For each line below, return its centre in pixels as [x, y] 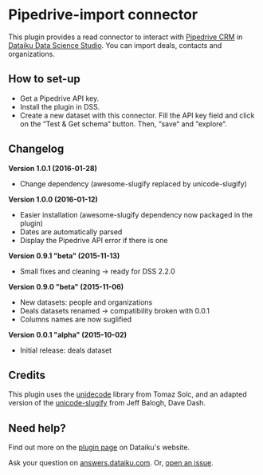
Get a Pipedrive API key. [59, 98]
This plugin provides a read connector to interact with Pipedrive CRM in [126, 37]
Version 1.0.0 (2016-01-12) [53, 199]
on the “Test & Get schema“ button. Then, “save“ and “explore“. [123, 124]
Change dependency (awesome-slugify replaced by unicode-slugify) [133, 184]
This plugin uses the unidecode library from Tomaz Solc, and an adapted [128, 394]
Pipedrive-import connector [103, 15]
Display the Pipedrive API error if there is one [94, 240]
